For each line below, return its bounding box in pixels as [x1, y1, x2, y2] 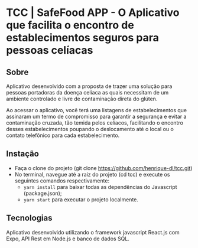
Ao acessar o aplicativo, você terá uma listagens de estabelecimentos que [6, 107, 187, 113]
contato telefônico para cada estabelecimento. [6, 132, 120, 139]
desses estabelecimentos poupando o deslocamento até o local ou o [6, 126, 174, 132]
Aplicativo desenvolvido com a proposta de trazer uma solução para [6, 83, 173, 90]
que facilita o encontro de [6, 18, 134, 32]
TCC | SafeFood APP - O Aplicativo [6, 6, 180, 19]
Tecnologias [6, 213, 53, 223]
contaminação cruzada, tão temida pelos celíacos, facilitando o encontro [6, 119, 183, 126]
